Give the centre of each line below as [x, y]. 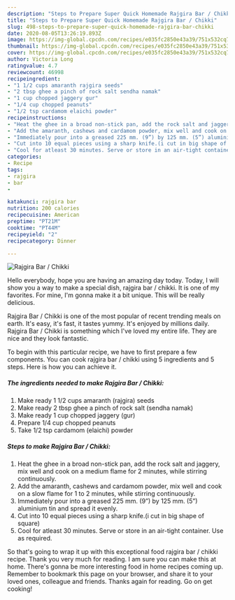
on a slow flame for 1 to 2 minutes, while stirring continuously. [106, 494]
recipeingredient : [34, 79]
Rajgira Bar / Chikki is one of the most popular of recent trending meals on [114, 316]
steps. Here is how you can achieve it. [62, 367]
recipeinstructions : [37, 117]
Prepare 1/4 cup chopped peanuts [66, 423]
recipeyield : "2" [33, 234]
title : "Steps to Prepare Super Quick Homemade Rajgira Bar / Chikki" [112, 20]
